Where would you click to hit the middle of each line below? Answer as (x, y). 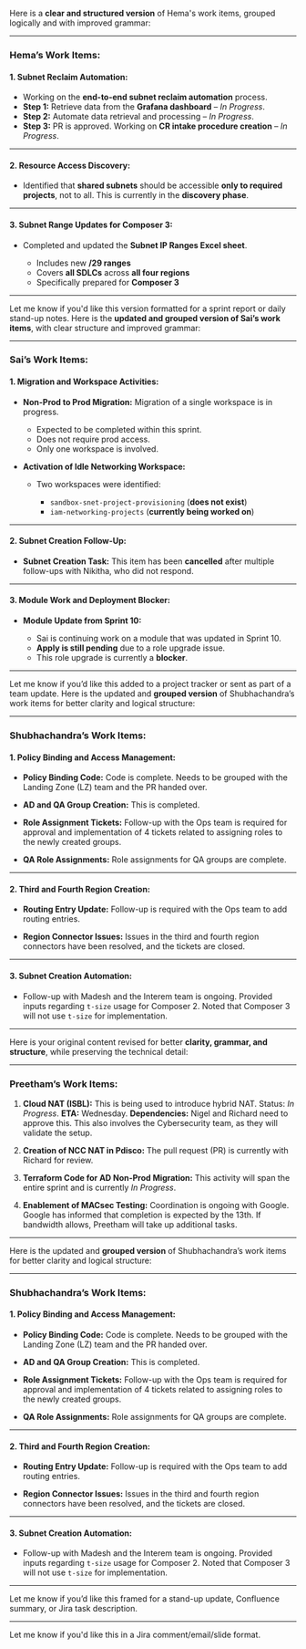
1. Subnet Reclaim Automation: (69, 77)
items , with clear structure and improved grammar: (105, 328)
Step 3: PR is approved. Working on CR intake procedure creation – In (155, 126)
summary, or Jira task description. (74, 1609)
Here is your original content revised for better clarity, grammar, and (139, 1042)
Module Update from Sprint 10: (82, 621)
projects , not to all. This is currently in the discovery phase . (135, 195)
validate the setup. (57, 1132)
